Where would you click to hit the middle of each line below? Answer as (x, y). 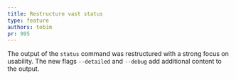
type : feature (28, 21)
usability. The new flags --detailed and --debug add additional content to (114, 62)
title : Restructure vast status (55, 14)
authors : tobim (30, 27)
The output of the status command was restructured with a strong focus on (118, 54)
